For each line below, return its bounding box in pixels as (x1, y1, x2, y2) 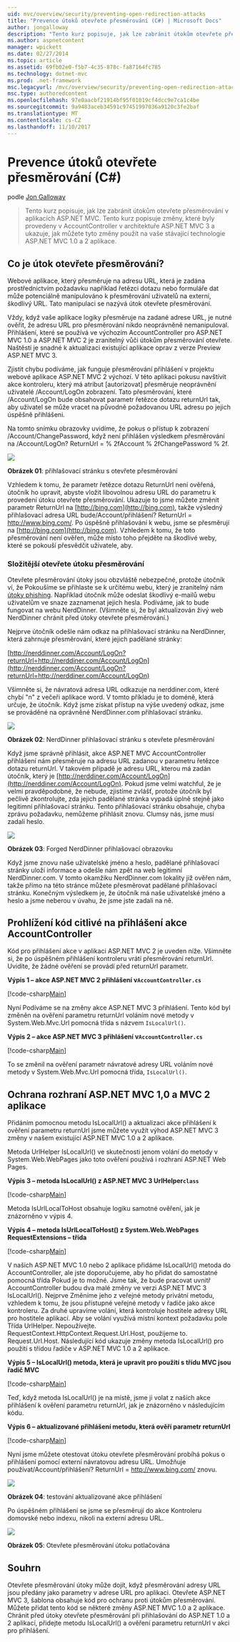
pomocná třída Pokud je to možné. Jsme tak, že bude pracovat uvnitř (7, 1276, 211, 1285)
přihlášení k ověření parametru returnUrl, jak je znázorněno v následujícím (7, 1401, 225, 1410)
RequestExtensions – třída (7, 1233, 87, 1242)
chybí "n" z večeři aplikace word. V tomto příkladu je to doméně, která (7, 692, 214, 701)
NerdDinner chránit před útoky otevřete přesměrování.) (7, 613, 169, 622)
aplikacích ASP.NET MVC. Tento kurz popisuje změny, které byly (24, 214, 215, 223)
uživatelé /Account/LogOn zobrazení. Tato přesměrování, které (7, 388, 193, 396)
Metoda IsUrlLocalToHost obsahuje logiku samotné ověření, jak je (7, 1204, 201, 1213)
